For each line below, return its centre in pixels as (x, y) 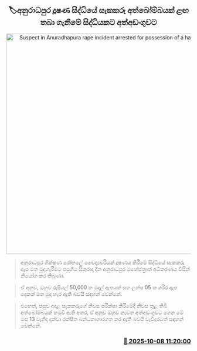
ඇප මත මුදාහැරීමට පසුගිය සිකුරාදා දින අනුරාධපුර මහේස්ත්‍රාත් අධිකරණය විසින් (105, 269)
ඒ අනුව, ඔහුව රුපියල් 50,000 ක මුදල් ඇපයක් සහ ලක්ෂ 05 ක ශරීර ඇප (99, 287)
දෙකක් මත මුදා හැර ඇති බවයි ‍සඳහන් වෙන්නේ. (71, 294)
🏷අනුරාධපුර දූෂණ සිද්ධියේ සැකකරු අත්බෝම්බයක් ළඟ (98, 10)
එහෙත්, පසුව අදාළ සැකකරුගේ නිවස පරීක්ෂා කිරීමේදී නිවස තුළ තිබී (94, 306)
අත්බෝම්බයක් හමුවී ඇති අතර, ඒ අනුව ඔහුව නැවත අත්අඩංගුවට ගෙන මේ (102, 312)
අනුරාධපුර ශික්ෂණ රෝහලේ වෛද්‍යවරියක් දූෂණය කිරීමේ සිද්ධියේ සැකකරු (102, 262)
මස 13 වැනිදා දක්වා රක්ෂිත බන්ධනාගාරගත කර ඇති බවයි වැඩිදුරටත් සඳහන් (102, 319)
